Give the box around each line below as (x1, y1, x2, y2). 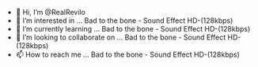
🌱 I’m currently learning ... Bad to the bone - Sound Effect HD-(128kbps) (15, 24, 251, 33)
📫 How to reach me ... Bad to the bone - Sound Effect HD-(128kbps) (15, 50, 240, 59)
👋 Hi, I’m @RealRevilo (15, 8, 85, 17)
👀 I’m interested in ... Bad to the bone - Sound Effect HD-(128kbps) (15, 16, 233, 25)
